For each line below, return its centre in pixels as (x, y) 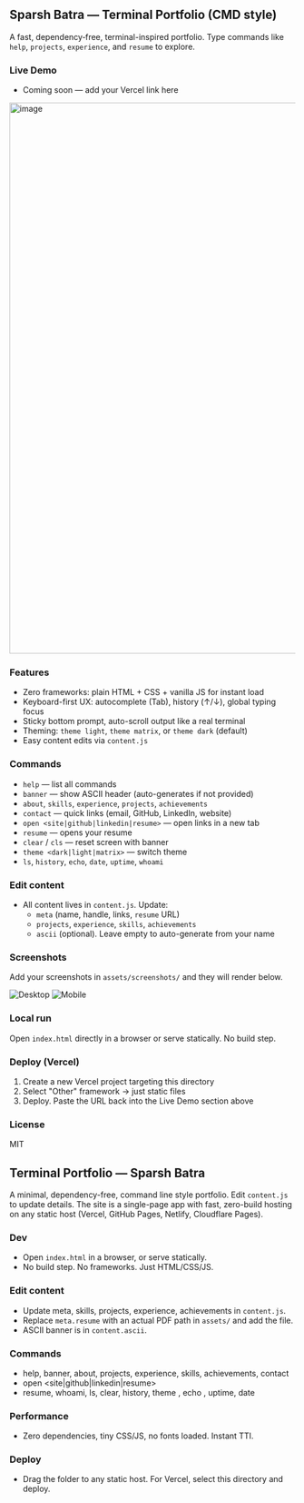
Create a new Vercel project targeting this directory (118, 1081)
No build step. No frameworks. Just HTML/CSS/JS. (118, 1267)
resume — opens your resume (78, 832)
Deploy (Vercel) (44, 1062)
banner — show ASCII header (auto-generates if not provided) (138, 793)
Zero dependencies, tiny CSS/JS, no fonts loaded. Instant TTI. (138, 1436)
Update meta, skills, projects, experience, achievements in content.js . (154, 1310)
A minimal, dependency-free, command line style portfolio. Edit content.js (149, 1195)
